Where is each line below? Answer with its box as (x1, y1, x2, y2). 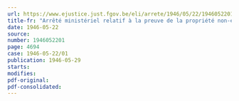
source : (7, 30, 31, 38)
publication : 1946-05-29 (7, 57, 81, 64)
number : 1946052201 (7, 37, 65, 44)
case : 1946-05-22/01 (7, 51, 69, 58)
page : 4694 (7, 43, 40, 51)
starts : (7, 63, 31, 70)
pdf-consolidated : (7, 83, 62, 90)
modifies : (7, 70, 37, 77)
